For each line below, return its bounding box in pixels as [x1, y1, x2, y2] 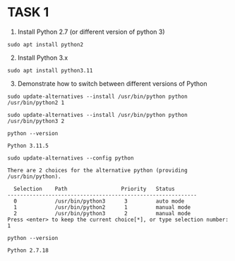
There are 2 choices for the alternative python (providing [7, 167, 188, 174]
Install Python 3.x [17, 53, 68, 62]
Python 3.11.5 [7, 142, 49, 149]
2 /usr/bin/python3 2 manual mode [13, 210, 191, 217]
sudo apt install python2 [7, 41, 83, 48]
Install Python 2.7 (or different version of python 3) [17, 27, 165, 36]
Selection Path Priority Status [13, 185, 175, 192]
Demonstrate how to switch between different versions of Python [17, 79, 207, 88]
